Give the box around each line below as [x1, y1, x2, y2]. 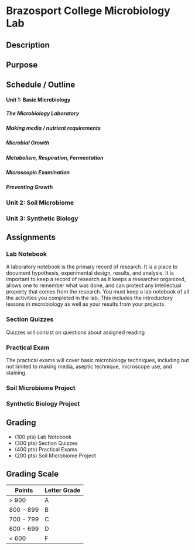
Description [6, 40, 50, 50]
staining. [6, 369, 27, 376]
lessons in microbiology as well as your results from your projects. [6, 301, 166, 308]
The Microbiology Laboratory [6, 110, 80, 117]
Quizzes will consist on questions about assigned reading [6, 329, 145, 336]
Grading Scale [6, 469, 59, 479]
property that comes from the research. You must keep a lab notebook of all [6, 288, 189, 295]
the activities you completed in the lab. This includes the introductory [6, 295, 173, 302]
